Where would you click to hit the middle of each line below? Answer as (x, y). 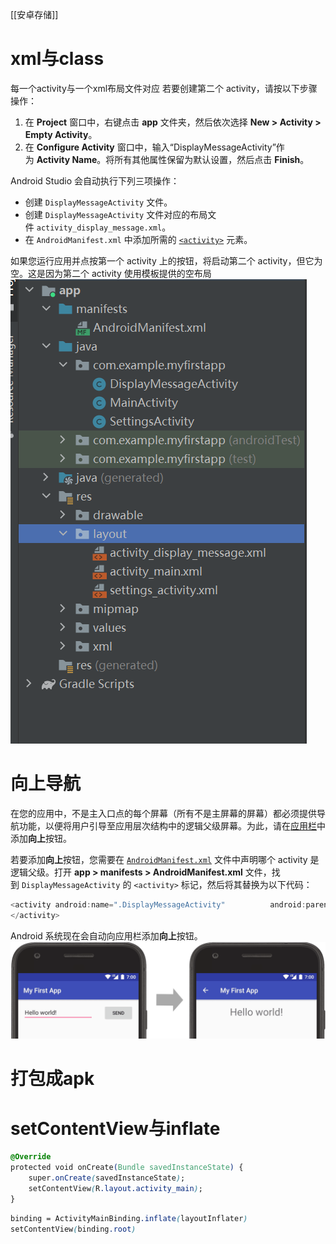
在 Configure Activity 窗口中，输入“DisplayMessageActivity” (150, 147)
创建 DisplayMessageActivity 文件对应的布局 (116, 214)
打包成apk (52, 1079)
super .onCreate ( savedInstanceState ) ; (107, 1178)
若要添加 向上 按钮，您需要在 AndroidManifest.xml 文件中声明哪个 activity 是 (165, 859)
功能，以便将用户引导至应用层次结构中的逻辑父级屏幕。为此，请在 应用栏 (167, 825)
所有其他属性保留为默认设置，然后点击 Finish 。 (212, 159)
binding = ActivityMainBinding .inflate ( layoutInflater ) (129, 1218)
